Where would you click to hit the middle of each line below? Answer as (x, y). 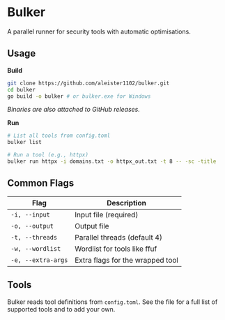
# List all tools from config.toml (59, 136)
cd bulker (22, 89)
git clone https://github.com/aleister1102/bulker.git (88, 83)
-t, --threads (34, 237)
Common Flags (41, 183)
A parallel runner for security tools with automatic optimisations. (99, 31)
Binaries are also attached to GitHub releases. (74, 110)
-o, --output (32, 226)
